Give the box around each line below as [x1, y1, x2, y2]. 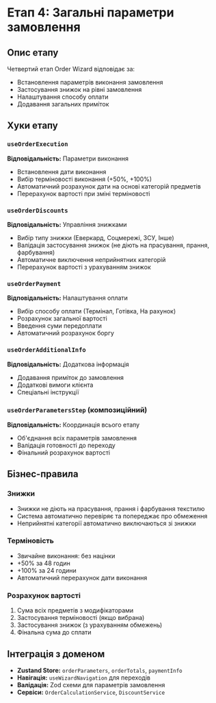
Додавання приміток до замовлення [16, 373, 124, 381]
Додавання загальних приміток [16, 100, 109, 108]
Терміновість [7, 536, 55, 546]
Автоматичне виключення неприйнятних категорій [16, 255, 166, 263]
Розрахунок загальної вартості [16, 314, 107, 323]
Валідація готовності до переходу [16, 441, 116, 449]
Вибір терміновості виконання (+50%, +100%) [16, 175, 152, 183]
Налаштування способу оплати [16, 93, 109, 101]
